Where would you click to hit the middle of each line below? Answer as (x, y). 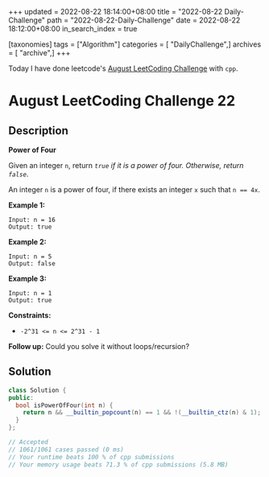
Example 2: (27, 242)
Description (38, 131)
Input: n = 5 (30, 257)
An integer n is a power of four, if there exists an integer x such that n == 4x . (134, 189)
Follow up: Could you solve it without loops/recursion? (99, 346)
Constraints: (30, 315)
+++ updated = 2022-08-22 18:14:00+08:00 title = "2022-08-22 (116, 12)
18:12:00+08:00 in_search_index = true (73, 29)
